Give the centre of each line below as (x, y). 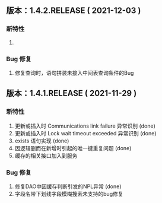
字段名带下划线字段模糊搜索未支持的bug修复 (69, 194)
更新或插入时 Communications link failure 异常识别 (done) (85, 126)
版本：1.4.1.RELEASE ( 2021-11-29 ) (72, 93)
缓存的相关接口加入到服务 (46, 156)
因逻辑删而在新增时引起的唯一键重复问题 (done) (73, 148)
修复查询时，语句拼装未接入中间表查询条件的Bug (74, 72)
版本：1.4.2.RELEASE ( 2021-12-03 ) (74, 11)
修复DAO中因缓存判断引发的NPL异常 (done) (68, 186)
